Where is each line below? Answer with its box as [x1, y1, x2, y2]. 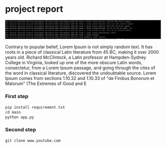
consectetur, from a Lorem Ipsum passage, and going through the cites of [5, 65, 156, 71]
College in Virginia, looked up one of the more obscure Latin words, [5, 60, 142, 66]
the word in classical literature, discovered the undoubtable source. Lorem [5, 70, 157, 76]
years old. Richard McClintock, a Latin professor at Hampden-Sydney [5, 54, 147, 60]
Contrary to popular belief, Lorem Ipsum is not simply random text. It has [5, 44, 153, 50]
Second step [5, 126, 36, 133]
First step [5, 93, 29, 100]
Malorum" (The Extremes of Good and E [5, 80, 87, 87]
